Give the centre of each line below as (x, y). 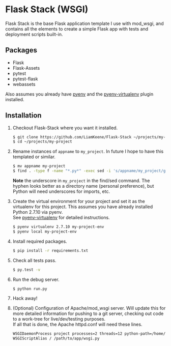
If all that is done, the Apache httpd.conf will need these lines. (77, 325)
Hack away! (25, 298)
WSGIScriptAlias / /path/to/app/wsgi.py (56, 339)
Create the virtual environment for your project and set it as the (79, 201)
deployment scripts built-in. (34, 34)
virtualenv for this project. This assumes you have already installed (83, 207)
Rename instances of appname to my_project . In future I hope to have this (88, 152)
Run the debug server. (36, 279)
